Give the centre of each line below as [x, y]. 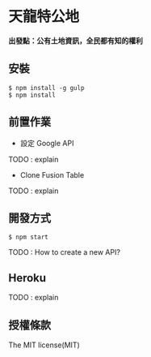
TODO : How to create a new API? [65, 252]
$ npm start [28, 237]
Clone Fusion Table [52, 174]
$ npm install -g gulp [46, 88]
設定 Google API [47, 143]
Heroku [27, 278]
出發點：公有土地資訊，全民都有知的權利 [75, 41]
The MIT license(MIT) [44, 345]
